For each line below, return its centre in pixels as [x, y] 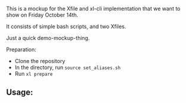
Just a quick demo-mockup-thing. [48, 38]
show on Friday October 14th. [42, 15]
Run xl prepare [34, 74]
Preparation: [21, 49]
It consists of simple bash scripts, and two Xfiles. [66, 26]
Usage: [20, 93]
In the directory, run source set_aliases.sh [67, 67]
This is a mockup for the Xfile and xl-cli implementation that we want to [93, 9]
